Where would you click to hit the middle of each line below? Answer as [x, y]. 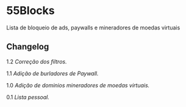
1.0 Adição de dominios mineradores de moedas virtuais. [78, 85]
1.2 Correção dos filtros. [37, 61]
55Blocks [30, 11]
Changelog [28, 47]
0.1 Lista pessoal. [28, 97]
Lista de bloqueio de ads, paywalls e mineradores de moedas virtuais [93, 28]
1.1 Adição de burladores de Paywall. [52, 73]
